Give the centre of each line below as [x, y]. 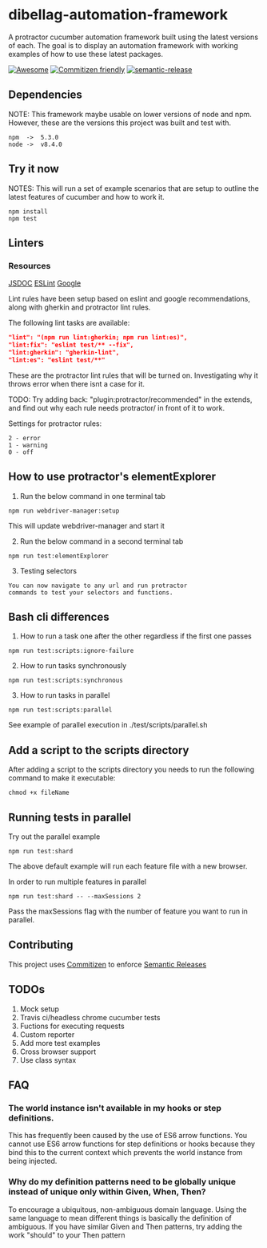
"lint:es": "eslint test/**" [57, 360]
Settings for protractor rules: [55, 423]
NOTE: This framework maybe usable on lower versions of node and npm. [130, 114]
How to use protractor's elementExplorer [112, 477]
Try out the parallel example [54, 837]
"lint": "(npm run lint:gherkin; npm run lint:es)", [98, 338]
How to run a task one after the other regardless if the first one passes [135, 636]
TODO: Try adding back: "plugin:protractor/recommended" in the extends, [131, 399]
